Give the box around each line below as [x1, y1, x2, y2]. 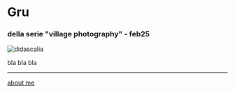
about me [7, 78, 35, 87]
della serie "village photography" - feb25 [7, 29, 150, 39]
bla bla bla [7, 59, 37, 67]
